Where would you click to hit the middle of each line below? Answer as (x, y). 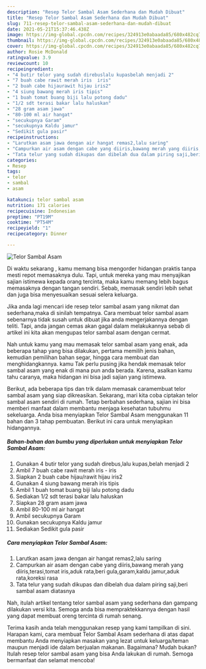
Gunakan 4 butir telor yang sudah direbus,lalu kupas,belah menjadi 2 (102, 464)
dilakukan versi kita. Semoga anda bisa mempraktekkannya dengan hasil (98, 609)
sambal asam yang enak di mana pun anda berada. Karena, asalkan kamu (99, 370)
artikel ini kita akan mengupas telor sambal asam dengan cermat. (89, 332)
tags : (14, 172)
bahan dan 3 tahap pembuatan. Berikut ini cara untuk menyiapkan (90, 421)
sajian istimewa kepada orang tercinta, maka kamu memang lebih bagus (98, 281)
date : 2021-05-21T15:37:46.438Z (48, 29)
